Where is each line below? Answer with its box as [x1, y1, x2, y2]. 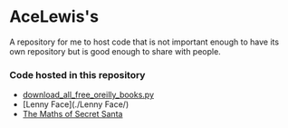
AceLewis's [9, 6, 100, 27]
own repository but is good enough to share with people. [9, 45, 222, 56]
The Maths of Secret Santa [22, 109, 123, 120]
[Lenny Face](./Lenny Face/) [22, 99, 130, 110]
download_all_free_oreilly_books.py [22, 89, 155, 101]
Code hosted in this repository [9, 68, 146, 81]
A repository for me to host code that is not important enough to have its [9, 36, 279, 47]
